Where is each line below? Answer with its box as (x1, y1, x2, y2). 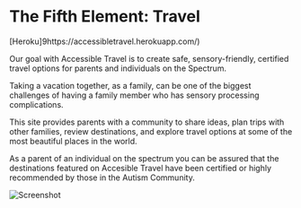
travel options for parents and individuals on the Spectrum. (9, 63, 227, 74)
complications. (9, 99, 65, 109)
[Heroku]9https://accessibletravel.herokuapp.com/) (9, 36, 200, 47)
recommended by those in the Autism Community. (9, 172, 195, 183)
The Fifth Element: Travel (9, 6, 200, 27)
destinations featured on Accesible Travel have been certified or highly (9, 162, 272, 173)
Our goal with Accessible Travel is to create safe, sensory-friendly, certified (9, 53, 289, 64)
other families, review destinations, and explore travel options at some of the (9, 126, 293, 136)
